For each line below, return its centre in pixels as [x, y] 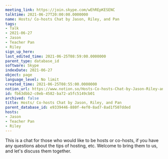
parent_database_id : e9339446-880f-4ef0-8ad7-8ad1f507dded [68, 107]
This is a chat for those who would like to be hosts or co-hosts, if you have [82, 140]
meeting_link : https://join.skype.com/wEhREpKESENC [60, 10]
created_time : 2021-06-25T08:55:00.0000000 [51, 84]
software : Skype [22, 65]
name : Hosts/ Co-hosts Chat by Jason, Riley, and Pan [62, 19]
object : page [19, 75]
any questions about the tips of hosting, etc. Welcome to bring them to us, [81, 145]
